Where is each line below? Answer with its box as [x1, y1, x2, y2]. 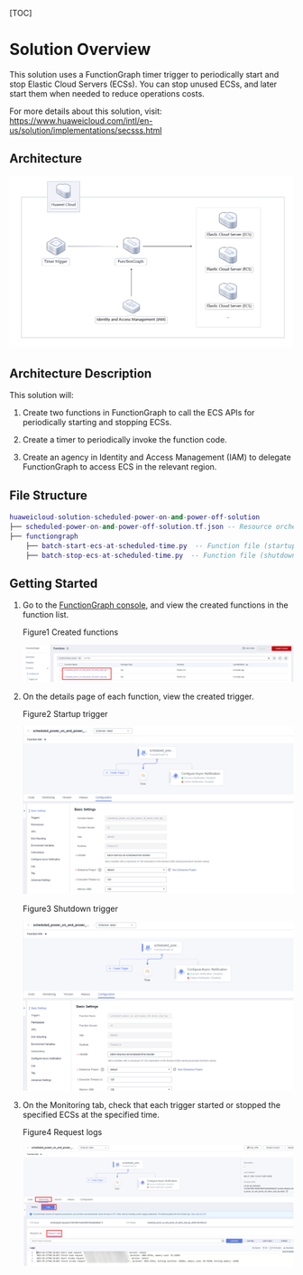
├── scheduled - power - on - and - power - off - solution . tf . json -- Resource [9, 522, 272, 531]
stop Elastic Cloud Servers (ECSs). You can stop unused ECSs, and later [9, 79, 278, 89]
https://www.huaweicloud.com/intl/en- [9, 115, 153, 126]
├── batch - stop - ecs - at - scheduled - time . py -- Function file [25, 551, 256, 560]
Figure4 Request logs [22, 1126, 103, 1137]
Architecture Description [9, 366, 152, 381]
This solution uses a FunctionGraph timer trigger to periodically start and [9, 69, 280, 79]
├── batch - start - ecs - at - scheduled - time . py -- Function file [25, 541, 260, 550]
